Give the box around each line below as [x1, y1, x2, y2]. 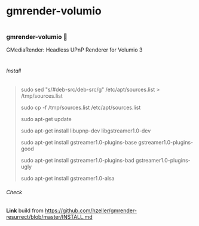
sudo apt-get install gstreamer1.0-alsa [20, 175, 115, 182]
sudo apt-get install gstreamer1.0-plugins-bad [20, 157, 134, 164]
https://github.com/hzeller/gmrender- [44, 207, 137, 214]
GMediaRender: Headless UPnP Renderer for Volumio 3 [6, 46, 143, 53]
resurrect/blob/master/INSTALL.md [6, 213, 93, 221]
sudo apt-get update [20, 116, 72, 123]
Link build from [6, 207, 44, 214]
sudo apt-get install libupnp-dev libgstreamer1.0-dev [20, 127, 151, 134]
